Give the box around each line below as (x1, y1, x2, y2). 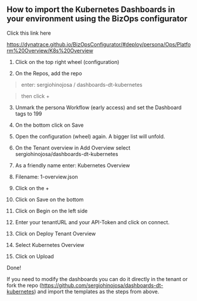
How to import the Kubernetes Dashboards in (6, 5, 175, 15)
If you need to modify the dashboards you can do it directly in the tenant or (6, 275, 188, 282)
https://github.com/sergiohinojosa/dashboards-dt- (41, 282, 164, 289)
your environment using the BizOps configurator (6, 14, 188, 24)
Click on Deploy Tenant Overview (15, 230, 96, 237)
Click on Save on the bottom (15, 196, 84, 203)
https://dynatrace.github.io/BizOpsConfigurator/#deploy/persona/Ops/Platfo (6, 40, 191, 48)
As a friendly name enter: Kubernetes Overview (15, 161, 130, 169)
